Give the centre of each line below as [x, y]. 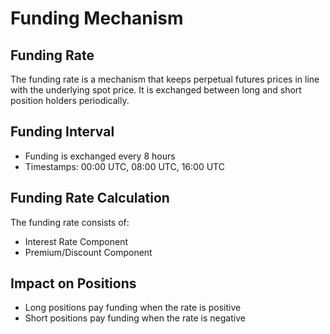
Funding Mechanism [97, 18]
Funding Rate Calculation [90, 198]
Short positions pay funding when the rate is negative [135, 318]
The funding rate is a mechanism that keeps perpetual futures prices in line [165, 79]
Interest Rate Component [76, 241]
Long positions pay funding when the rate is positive [133, 308]
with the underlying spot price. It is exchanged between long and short [156, 90]
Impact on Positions [73, 283]
